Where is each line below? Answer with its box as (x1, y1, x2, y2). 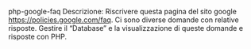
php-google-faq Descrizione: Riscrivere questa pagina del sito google (8, 7, 237, 16)
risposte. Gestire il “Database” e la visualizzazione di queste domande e (8, 24, 244, 32)
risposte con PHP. (8, 32, 68, 41)
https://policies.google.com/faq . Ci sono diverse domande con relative (8, 15, 240, 24)
